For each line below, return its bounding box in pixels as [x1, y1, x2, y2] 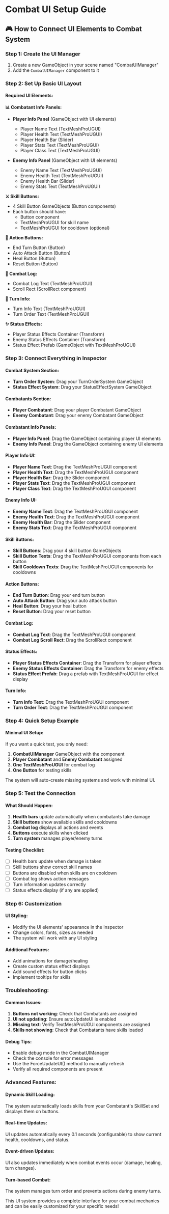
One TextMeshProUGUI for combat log [12, 762, 95, 768]
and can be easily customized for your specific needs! [5, 1203, 119, 1209]
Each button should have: [12, 209, 66, 214]
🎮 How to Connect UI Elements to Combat [5, 24, 142, 33]
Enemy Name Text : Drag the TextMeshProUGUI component [12, 508, 138, 514]
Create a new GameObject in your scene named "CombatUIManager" [12, 62, 159, 68]
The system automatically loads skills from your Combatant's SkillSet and [5, 1102, 159, 1109]
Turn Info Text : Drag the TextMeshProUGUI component [12, 699, 129, 705]
